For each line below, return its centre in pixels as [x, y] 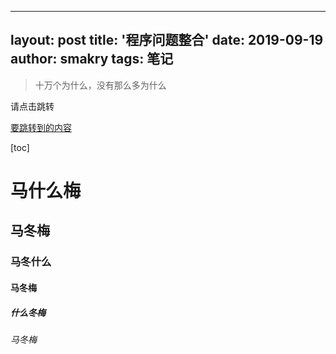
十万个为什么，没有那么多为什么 [100, 85]
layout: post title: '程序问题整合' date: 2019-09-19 [167, 40]
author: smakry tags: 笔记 [92, 59]
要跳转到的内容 [41, 127]
